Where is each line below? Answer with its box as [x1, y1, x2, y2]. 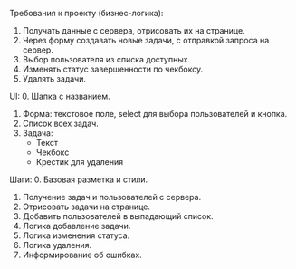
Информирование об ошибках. [22, 249, 142, 260]
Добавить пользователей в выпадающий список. [22, 211, 215, 221]
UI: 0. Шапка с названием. [9, 91, 110, 101]
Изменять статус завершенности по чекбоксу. [22, 63, 204, 74]
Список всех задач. [22, 118, 100, 129]
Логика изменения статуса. [22, 230, 130, 241]
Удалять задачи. [22, 73, 86, 84]
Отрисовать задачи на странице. [22, 201, 151, 212]
